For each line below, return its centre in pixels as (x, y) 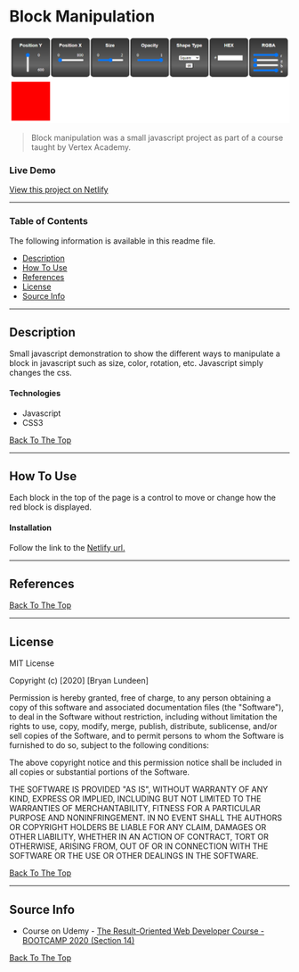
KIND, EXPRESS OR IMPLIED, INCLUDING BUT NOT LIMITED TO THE (135, 799)
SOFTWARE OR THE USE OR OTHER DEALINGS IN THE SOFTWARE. (134, 856)
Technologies (35, 393)
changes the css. (41, 373)
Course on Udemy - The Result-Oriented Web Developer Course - (143, 931)
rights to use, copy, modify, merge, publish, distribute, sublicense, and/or (143, 727)
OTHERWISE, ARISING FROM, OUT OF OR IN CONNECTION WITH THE (139, 846)
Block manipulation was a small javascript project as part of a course (157, 137)
